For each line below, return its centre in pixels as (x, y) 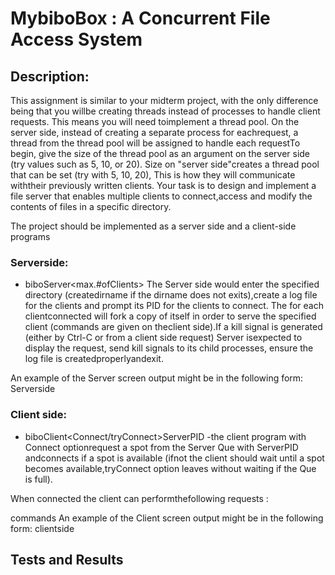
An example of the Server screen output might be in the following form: (157, 378)
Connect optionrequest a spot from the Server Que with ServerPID (161, 447)
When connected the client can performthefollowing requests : (139, 498)
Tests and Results (67, 559)
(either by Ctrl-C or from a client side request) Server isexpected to (163, 338)
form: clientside (42, 528)
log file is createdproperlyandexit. (94, 359)
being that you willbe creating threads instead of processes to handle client (165, 111)
